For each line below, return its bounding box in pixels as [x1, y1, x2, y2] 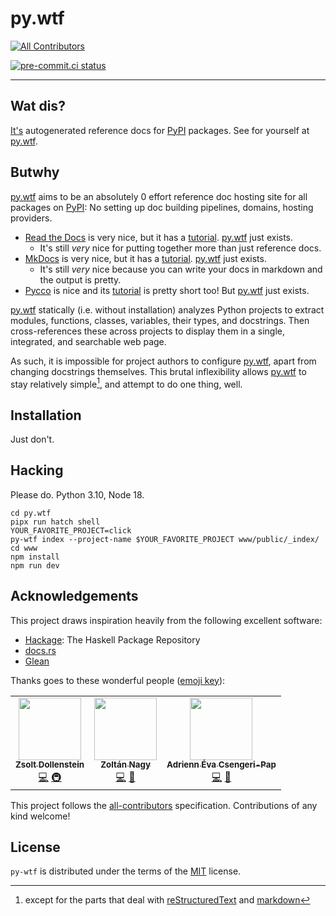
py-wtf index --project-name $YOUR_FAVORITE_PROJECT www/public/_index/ [10, 534, 320, 544]
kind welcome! [10, 810, 71, 822]
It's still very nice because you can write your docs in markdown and [39, 263, 323, 275]
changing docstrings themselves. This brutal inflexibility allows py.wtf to [10, 365, 307, 377]
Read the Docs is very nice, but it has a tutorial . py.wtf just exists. [24, 231, 294, 243]
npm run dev [10, 560, 60, 571]
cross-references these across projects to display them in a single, [10, 325, 285, 337]
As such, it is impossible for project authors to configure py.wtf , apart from [10, 355, 317, 367]
